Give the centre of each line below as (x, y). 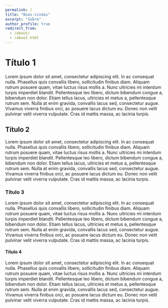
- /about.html (24, 38)
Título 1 (21, 63)
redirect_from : (21, 29)
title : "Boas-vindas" (28, 15)
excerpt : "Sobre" (23, 19)
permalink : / (19, 10)
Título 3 (15, 192)
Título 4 (14, 252)
